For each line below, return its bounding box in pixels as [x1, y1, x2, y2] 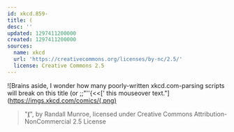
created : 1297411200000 [7, 36, 77, 43]
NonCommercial [24, 117, 71, 126]
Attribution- [193, 110, 228, 118]
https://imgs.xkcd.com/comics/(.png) [9, 96, 117, 105]
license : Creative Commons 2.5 [13, 62, 105, 69]
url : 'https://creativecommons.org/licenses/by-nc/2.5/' [13, 56, 183, 63]
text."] [152, 89, 170, 97]
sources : [7, 43, 33, 50]
